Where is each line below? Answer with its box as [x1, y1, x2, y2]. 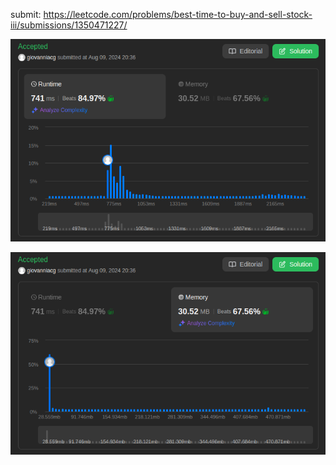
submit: [10, 9, 42, 20]
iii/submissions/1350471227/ [10, 19, 128, 31]
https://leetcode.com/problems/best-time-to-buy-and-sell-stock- [43, 9, 313, 20]
